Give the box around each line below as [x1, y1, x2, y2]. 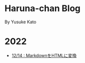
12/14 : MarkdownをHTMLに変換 [11, 52, 77, 58]
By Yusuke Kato [4, 19, 37, 25]
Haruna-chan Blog [4, 3, 81, 14]
